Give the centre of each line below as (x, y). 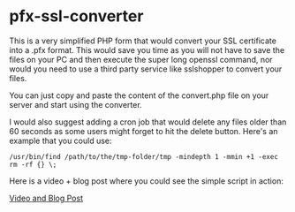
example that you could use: (61, 140)
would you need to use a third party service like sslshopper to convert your (146, 69)
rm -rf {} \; (33, 164)
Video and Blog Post (46, 198)
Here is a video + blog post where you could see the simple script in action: (147, 181)
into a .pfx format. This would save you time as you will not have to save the (147, 49)
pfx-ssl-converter (76, 16)
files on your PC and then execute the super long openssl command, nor (141, 59)
